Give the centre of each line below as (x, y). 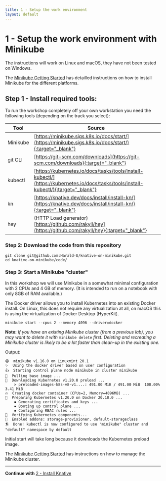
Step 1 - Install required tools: (51, 99)
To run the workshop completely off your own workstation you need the (78, 111)
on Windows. (19, 68)
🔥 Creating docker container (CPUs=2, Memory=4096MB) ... (67, 393)
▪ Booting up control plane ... (47, 406)
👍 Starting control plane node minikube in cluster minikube (71, 370)
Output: (13, 352)
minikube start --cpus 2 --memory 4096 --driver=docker (64, 323)
